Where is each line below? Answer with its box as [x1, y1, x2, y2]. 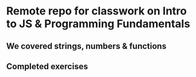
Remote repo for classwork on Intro [6, 4, 187, 18]
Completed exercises [6, 61, 88, 72]
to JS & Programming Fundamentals [6, 17, 191, 31]
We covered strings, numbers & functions [6, 41, 167, 51]
